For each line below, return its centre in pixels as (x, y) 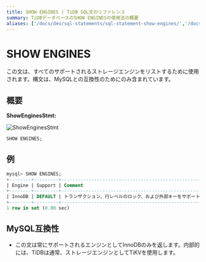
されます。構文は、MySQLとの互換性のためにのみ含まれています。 (90, 79)
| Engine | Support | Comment (45, 185)
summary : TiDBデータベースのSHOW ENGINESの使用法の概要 (73, 18)
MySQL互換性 (33, 229)
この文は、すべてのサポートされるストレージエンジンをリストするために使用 (103, 72)
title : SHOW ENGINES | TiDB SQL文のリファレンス (66, 12)
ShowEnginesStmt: (31, 116)
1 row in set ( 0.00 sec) (38, 208)
